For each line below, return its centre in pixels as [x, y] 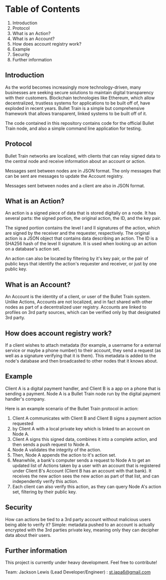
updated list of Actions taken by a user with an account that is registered [86, 465]
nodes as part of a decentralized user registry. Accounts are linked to [76, 307]
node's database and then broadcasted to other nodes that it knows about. [82, 361]
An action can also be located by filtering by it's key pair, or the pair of [77, 259]
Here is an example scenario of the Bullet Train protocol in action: [72, 408]
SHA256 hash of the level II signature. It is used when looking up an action [81, 244]
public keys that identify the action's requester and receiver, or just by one [81, 264]
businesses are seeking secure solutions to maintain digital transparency [79, 92]
